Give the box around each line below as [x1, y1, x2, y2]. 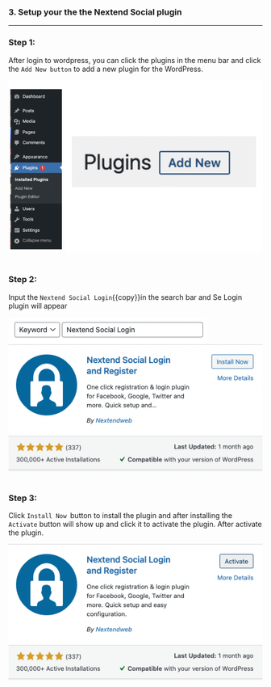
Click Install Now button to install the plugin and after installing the [8, 511, 233, 521]
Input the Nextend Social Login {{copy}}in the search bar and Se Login [8, 292, 243, 301]
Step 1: [8, 37, 35, 48]
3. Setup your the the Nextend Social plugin [8, 6, 182, 18]
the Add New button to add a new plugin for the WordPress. [8, 64, 204, 74]
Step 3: [8, 492, 38, 504]
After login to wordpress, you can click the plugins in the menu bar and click [8, 55, 261, 65]
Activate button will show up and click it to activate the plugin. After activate [8, 520, 262, 529]
